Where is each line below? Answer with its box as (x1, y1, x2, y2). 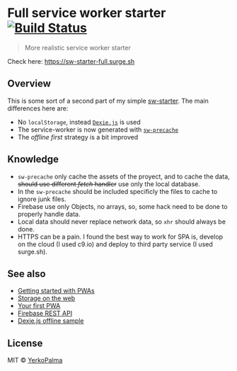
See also (7, 268, 46, 280)
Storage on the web (17, 294, 76, 302)
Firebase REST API (17, 309, 73, 318)
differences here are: (7, 104, 69, 113)
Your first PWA (17, 302, 61, 310)
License (7, 337, 43, 349)
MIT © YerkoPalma (7, 356, 63, 365)
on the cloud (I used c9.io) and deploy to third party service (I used (17, 239, 214, 249)
